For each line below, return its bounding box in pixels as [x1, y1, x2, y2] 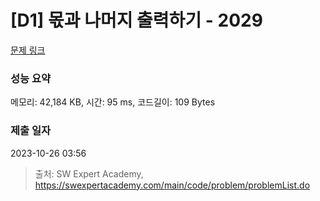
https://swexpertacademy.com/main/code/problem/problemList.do [34, 179, 311, 191]
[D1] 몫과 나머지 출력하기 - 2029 [10, 9, 263, 32]
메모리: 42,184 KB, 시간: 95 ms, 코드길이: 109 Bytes [10, 96, 216, 108]
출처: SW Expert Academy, [34, 167, 144, 180]
